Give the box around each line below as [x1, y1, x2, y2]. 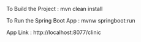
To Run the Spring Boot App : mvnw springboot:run [6, 17, 136, 24]
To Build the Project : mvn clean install [6, 5, 103, 12]
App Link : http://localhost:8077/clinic [6, 29, 101, 36]
